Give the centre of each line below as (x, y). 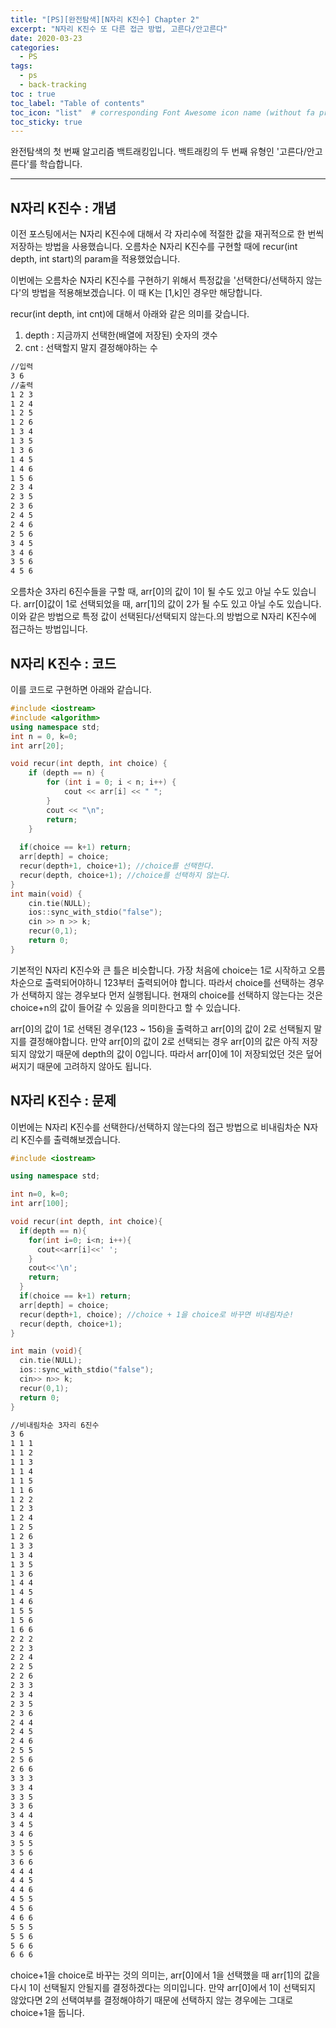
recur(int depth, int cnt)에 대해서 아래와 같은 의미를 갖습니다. (130, 314)
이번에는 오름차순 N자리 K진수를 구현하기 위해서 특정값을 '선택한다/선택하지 (157, 280)
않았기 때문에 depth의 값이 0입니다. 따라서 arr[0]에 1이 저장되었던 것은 (166, 1053)
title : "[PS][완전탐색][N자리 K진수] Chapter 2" (105, 19)
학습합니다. (61, 164)
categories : (35, 47)
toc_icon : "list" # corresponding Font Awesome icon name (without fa (162, 112)
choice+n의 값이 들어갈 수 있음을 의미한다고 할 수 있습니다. (125, 1007)
